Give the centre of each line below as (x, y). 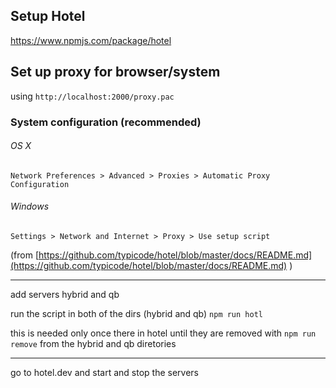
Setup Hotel (48, 16)
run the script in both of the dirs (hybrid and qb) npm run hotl (136, 313)
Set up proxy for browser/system (115, 72)
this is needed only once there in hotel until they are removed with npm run (163, 333)
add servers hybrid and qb (65, 294)
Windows (30, 206)
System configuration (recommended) (106, 122)
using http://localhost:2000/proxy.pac (92, 96)
